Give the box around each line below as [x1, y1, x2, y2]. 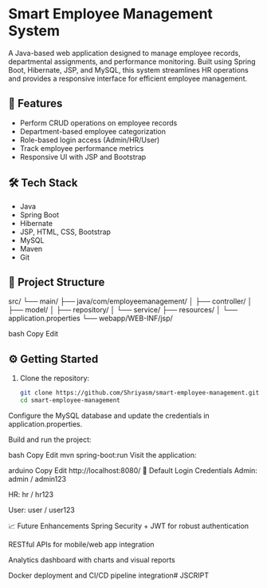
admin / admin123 [8, 474, 66, 483]
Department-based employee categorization [19, 126, 166, 136]
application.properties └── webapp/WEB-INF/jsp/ [8, 313, 173, 324]
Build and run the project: [8, 435, 92, 444]
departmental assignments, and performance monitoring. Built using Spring [8, 57, 257, 66]
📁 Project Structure [8, 275, 105, 288]
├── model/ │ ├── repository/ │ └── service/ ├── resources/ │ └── [8, 305, 238, 315]
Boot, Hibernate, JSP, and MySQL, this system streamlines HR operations [8, 65, 249, 74]
